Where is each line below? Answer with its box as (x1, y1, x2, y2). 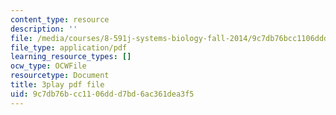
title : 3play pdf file (10, 80, 105, 90)
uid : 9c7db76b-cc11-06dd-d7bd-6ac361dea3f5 (10, 89, 195, 99)
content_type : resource (10, 14, 110, 25)
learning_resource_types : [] (10, 52, 132, 62)
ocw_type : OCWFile (10, 61, 87, 71)
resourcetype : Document (10, 71, 110, 81)
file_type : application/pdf (10, 42, 128, 53)
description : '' (10, 24, 78, 34)
